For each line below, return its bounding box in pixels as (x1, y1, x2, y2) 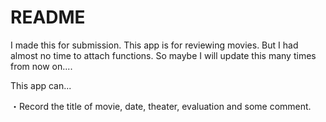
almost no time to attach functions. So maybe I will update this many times (10, 49, 317, 61)
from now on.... (10, 60, 73, 72)
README (10, 6, 86, 29)
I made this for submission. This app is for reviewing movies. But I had (10, 39, 299, 51)
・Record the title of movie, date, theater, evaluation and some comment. (10, 100, 312, 112)
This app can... (10, 79, 72, 91)
